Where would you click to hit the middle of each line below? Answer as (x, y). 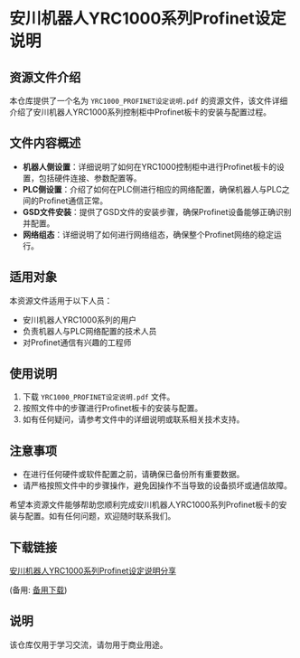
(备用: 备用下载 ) (38, 590)
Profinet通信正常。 (73, 201)
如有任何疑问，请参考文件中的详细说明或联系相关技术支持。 (133, 419)
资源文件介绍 (45, 77)
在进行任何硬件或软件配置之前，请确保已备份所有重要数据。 (133, 475)
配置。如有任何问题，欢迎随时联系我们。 (100, 516)
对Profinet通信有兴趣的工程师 (77, 342)
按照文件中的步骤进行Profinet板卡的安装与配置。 (112, 409)
